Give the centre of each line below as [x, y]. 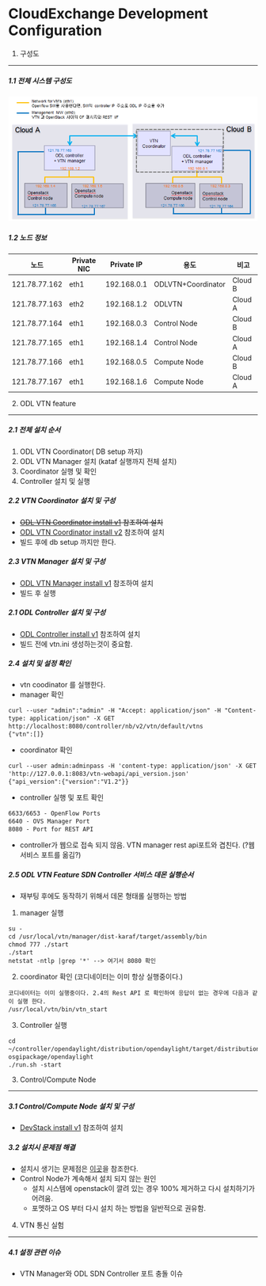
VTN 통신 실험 [42, 1225]
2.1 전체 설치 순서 [34, 430]
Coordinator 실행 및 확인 [58, 471]
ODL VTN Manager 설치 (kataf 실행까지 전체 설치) [98, 461]
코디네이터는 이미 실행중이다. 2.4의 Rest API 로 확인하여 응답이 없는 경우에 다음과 [129, 993]
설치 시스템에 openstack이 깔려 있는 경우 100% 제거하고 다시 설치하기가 [143, 1189]
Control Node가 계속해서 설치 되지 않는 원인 [88, 1179]
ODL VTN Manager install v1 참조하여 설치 [87, 583]
